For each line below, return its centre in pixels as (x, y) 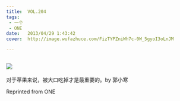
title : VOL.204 (26, 12)
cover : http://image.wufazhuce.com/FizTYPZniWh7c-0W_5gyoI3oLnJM (90, 39)
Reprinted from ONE (31, 92)
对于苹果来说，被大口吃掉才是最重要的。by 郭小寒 (67, 80)
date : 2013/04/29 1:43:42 (41, 34)
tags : (13, 17)
